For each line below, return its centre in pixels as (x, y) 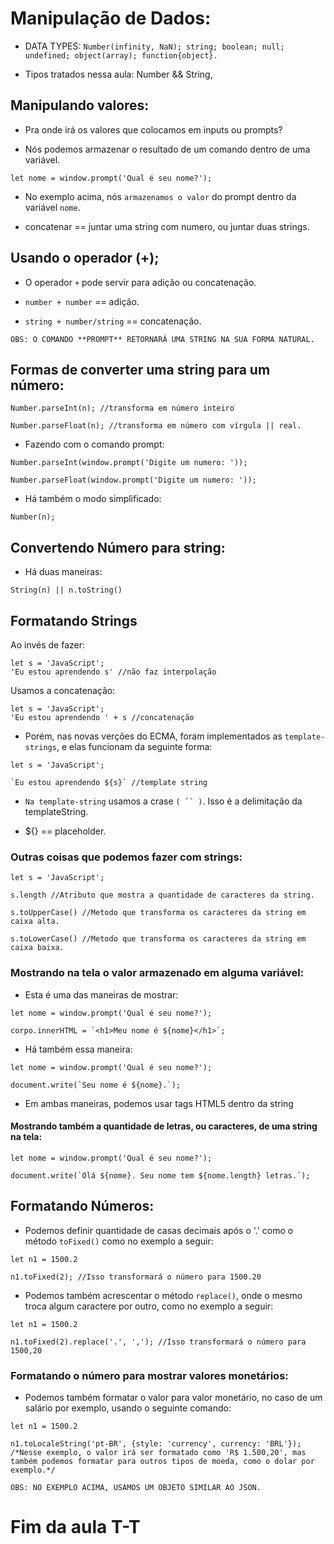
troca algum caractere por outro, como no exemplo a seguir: (149, 1306)
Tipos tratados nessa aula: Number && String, (118, 74)
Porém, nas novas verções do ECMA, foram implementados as (153, 736)
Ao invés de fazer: (48, 645)
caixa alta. (35, 922)
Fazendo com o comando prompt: (94, 444)
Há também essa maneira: (78, 1049)
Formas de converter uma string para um (140, 369)
